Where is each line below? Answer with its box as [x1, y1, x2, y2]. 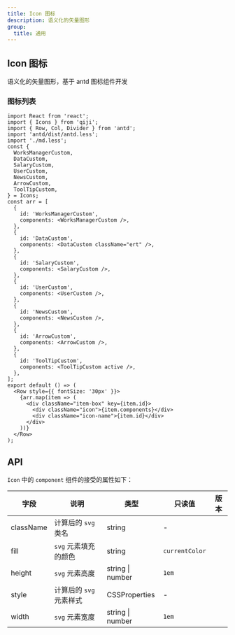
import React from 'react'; [7, 113, 90, 120]
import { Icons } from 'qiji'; [7, 119, 99, 126]
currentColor [163, 547, 206, 555]
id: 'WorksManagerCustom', [20, 211, 99, 217]
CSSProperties [106, 590, 155, 600]
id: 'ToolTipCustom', [20, 357, 83, 364]
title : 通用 [13, 29, 47, 37]
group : [7, 23, 27, 30]
